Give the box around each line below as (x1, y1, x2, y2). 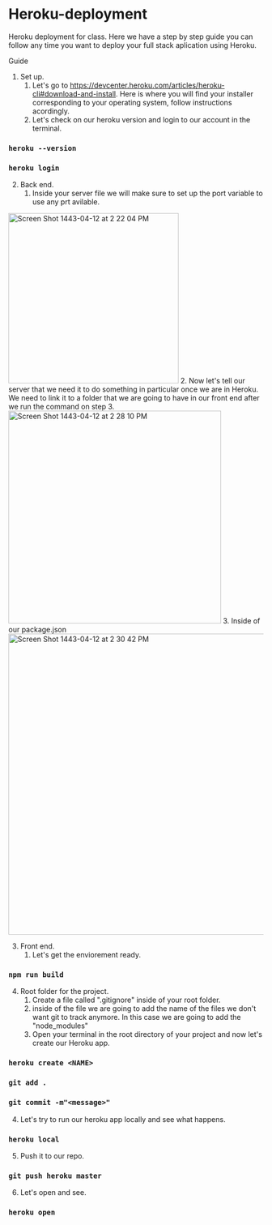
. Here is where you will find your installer (115, 88, 253, 98)
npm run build (8, 970, 64, 979)
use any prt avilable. (32, 197, 100, 207)
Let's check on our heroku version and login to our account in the (32, 114, 251, 124)
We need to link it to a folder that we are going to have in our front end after (8, 393, 261, 403)
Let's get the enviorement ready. (32, 950, 142, 960)
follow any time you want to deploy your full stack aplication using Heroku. (8, 40, 257, 49)
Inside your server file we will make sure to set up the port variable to (32, 188, 263, 199)
